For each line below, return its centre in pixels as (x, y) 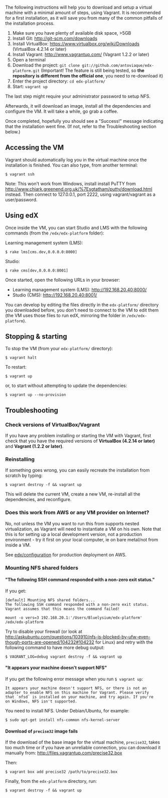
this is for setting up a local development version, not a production (73, 534)
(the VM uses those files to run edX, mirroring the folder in (65, 315)
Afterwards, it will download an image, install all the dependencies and (78, 106)
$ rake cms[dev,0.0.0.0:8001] (37, 270)
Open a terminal (29, 60)
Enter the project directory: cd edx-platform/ (59, 81)
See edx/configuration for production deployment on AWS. (66, 554)
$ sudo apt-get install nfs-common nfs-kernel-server (63, 720)
